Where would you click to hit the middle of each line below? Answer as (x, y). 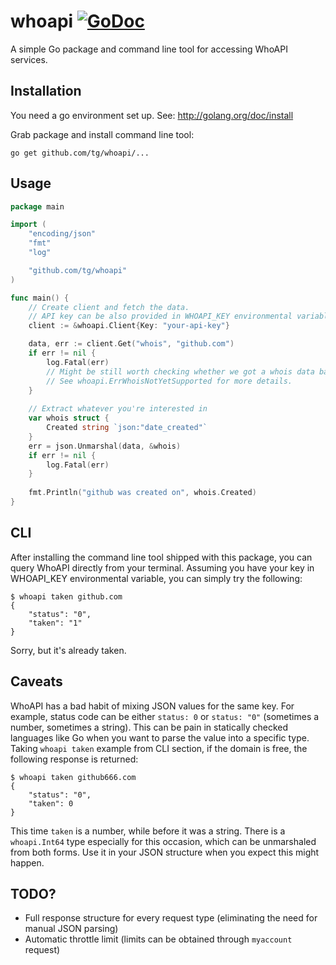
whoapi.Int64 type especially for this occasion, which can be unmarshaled (163, 841)
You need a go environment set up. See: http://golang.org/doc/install (152, 115)
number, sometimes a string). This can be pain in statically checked (149, 727)
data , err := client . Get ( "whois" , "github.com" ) (131, 344)
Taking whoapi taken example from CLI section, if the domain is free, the (159, 748)
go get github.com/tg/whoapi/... (80, 153)
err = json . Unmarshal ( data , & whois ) (105, 446)
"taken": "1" (55, 623)
